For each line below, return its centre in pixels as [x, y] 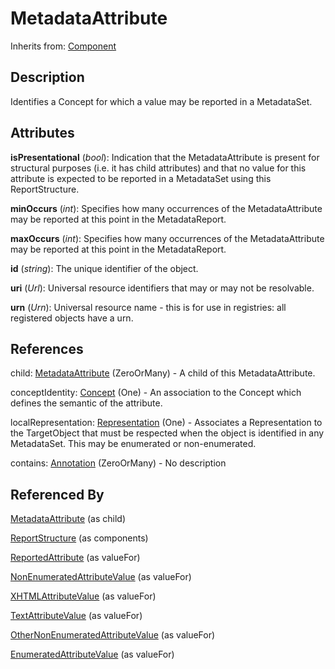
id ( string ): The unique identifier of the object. [104, 268]
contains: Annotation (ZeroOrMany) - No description [118, 463]
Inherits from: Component [63, 46]
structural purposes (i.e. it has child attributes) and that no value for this [158, 168]
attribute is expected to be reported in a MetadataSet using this [141, 178]
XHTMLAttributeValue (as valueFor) [83, 596]
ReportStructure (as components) [79, 538]
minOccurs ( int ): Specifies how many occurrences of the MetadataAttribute [166, 208]
